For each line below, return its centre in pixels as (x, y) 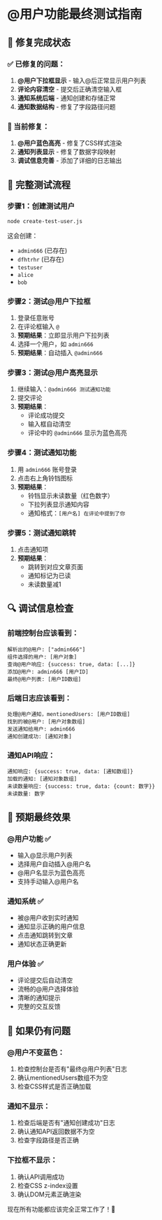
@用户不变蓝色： (36, 1052)
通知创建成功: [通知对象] (39, 736)
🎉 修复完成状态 (39, 42)
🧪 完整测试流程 (39, 185)
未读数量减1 (44, 584)
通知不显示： (29, 1107)
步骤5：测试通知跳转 (42, 533)
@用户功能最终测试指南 (75, 14)
